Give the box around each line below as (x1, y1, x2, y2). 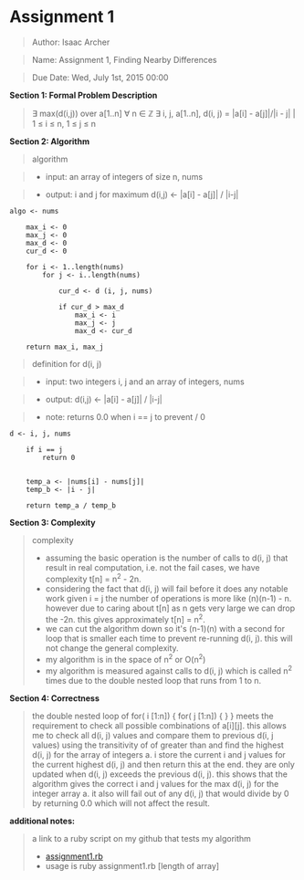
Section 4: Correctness (9, 692, 100, 704)
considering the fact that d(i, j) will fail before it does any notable (45, 582, 288, 594)
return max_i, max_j (26, 342, 104, 351)
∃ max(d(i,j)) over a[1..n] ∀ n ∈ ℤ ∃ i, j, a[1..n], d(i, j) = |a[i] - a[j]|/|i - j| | (31, 108, 296, 119)
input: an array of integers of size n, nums (45, 171, 204, 182)
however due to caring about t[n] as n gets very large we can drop (45, 602, 296, 613)
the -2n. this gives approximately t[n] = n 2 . (45, 612, 205, 624)
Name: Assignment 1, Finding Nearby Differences (31, 54, 217, 65)
